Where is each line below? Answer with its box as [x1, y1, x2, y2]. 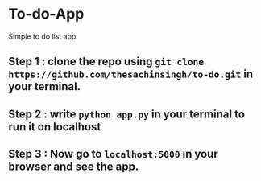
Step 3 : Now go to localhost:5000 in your [8, 147, 219, 161]
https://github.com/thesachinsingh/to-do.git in [8, 68, 254, 81]
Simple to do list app [8, 31, 77, 41]
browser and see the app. [8, 160, 139, 174]
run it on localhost [8, 120, 101, 134]
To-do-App [8, 5, 85, 23]
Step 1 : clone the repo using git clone [8, 55, 204, 68]
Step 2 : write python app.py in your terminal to [8, 107, 246, 121]
